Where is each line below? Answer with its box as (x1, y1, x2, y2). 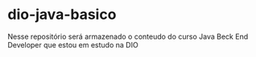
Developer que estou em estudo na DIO (7, 40, 138, 49)
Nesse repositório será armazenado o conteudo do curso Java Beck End (7, 32, 249, 41)
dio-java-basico (7, 6, 117, 24)
